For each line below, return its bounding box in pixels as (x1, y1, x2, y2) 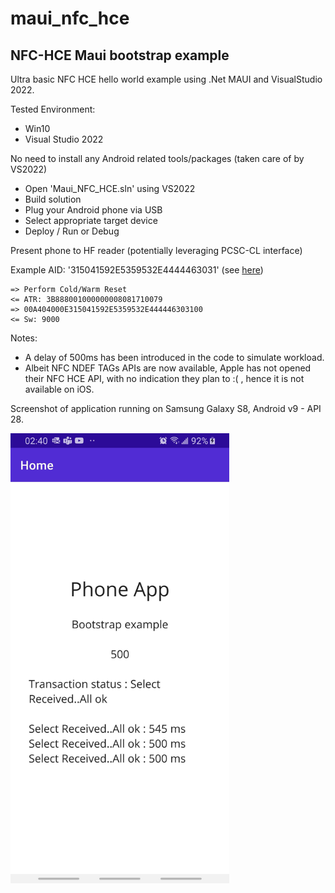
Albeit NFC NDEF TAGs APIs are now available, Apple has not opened (24, 362, 312, 374)
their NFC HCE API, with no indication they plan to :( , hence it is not (24, 373, 305, 384)
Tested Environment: (10, 103, 96, 115)
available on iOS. (24, 383, 95, 395)
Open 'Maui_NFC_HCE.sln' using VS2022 (24, 183, 196, 194)
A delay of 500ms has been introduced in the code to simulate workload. (24, 352, 325, 363)
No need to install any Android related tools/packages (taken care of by (10, 153, 305, 164)
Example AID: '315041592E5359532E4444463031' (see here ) (10, 264, 264, 276)
